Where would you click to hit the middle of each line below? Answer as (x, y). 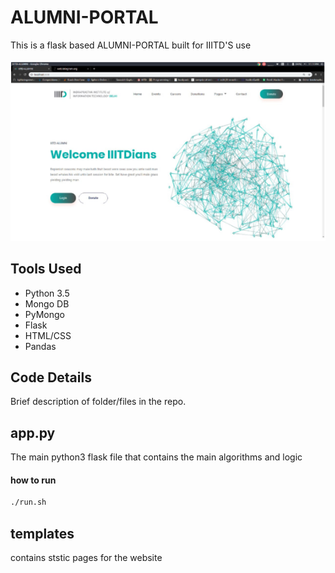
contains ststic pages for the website (86, 558)
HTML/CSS (48, 335)
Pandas (40, 346)
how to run (33, 480)
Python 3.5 (47, 293)
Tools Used (46, 269)
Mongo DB (47, 303)
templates (42, 533)
